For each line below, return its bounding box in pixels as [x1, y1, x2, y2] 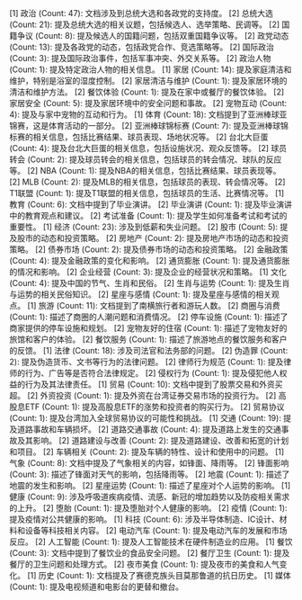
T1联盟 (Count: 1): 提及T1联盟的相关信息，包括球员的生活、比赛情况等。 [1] [9, 188, 285, 198]
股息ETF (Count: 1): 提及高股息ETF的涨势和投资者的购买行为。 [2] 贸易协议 [9, 401, 285, 412]
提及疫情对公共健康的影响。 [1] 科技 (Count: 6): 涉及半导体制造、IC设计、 [9, 514, 280, 524]
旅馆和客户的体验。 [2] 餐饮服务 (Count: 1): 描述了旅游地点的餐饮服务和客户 [9, 334, 288, 345]
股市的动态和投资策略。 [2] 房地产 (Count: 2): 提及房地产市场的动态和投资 [16, 233, 289, 243]
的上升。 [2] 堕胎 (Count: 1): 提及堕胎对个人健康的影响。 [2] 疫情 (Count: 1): [9, 503, 288, 513]
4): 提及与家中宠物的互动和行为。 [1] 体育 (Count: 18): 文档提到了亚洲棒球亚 [9, 109, 288, 120]
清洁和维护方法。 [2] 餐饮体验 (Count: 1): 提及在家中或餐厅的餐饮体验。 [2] [9, 86, 285, 97]
